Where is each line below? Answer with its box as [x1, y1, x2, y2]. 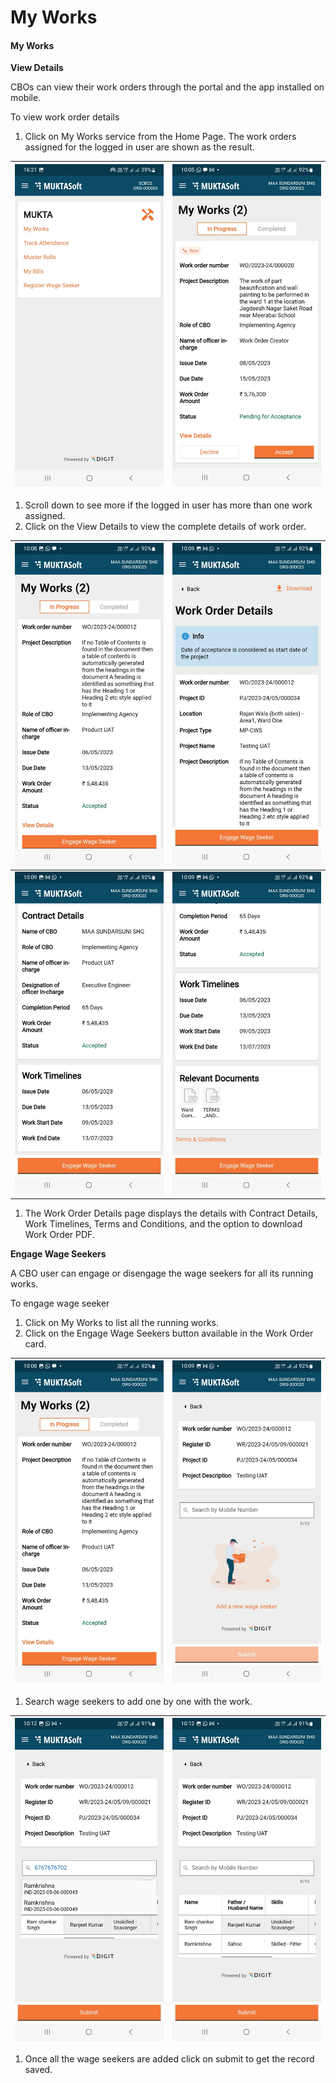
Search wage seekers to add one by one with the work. [24, 1695, 253, 1707]
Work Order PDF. [24, 1228, 95, 1240]
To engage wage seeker [10, 1297, 110, 1309]
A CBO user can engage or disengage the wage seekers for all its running [10, 1267, 314, 1279]
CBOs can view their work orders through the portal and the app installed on [10, 81, 325, 93]
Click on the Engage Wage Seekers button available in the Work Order [24, 1327, 314, 1339]
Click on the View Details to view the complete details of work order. [24, 520, 307, 532]
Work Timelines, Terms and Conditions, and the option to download [24, 1217, 303, 1230]
